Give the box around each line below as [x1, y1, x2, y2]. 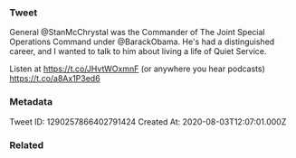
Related [9, 138, 44, 151]
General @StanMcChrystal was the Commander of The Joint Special [9, 27, 265, 38]
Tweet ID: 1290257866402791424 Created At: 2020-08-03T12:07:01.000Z [9, 116, 287, 127]
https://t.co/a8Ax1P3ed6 [9, 73, 101, 84]
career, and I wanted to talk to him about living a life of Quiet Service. [9, 46, 267, 57]
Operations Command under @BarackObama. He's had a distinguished [9, 36, 275, 47]
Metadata [9, 96, 53, 108]
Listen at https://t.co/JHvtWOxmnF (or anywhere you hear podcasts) [9, 63, 265, 74]
